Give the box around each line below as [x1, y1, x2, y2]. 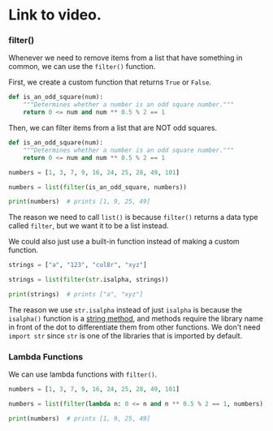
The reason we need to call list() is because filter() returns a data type [8, 213, 258, 222]
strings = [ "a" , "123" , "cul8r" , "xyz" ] [8, 261, 148, 269]
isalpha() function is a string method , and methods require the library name [8, 313, 264, 323]
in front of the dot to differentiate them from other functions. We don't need [8, 322, 261, 332]
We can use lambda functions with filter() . [8, 369, 158, 379]
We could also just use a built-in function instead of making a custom [8, 237, 240, 247]
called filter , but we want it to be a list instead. [8, 221, 169, 231]
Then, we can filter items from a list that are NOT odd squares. [8, 123, 218, 133]
